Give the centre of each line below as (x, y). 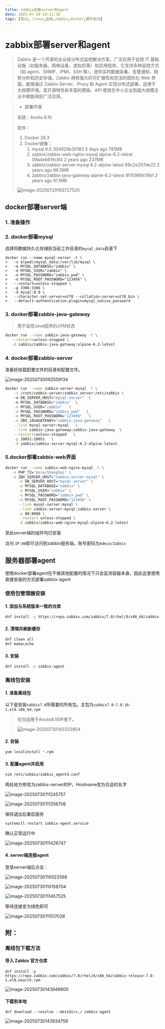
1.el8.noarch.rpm (23, 980)
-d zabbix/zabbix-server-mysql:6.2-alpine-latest (66, 444)
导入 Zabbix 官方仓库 (26, 961)
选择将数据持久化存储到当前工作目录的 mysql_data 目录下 (61, 248)
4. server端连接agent (27, 855)
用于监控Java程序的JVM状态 (46, 326)
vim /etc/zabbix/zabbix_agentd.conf (42, 775)
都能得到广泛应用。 (45, 96)
